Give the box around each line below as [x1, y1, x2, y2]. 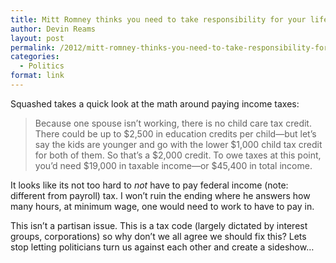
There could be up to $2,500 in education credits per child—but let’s [34, 127, 317, 140]
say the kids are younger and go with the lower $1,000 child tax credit [34, 138, 323, 150]
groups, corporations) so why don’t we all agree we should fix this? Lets [10, 230, 307, 242]
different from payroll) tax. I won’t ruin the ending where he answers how [10, 189, 311, 201]
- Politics [19, 61, 65, 71]
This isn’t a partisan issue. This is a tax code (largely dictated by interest [10, 219, 308, 231]
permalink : [10, 42, 56, 53]
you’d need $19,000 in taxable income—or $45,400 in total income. [34, 159, 313, 171]
